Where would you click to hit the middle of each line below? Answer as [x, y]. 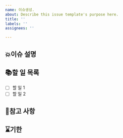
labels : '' [16, 24]
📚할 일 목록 [22, 72]
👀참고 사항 [20, 111]
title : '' [15, 19]
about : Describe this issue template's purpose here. [62, 14]
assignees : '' [20, 28]
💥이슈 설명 [21, 54]
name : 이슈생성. [20, 10]
